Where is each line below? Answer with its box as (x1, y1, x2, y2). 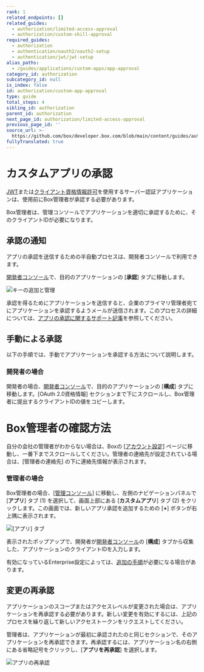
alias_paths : (6, 59, 39, 66)
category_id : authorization (6, 71, 78, 77)
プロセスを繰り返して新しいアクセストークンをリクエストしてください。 (6, 617, 187, 625)
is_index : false (6, 83, 47, 89)
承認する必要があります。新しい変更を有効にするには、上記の (43, 610, 197, 617)
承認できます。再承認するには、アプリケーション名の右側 (53, 638, 197, 645)
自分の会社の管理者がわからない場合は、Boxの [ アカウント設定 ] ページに (6, 443, 188, 450)
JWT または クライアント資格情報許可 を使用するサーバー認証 (6, 188, 157, 195)
